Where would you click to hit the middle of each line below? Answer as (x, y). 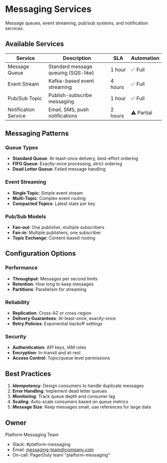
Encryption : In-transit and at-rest (46, 353)
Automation (145, 58)
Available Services (35, 44)
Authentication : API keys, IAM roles (49, 347)
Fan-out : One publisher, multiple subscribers (58, 228)
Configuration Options (41, 254)
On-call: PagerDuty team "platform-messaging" (61, 455)
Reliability (17, 302)
